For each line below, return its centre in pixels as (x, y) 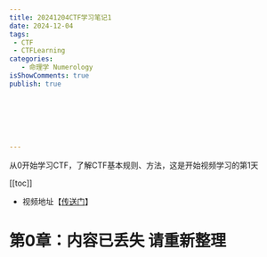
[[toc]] (21, 183)
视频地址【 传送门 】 (57, 201)
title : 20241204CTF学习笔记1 (61, 17)
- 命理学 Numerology (57, 68)
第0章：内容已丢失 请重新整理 (118, 240)
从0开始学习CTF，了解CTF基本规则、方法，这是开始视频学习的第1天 (134, 165)
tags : (19, 34)
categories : (31, 59)
